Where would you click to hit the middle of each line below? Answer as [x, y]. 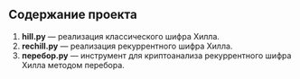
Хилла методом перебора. [73, 65]
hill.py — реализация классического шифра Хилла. [121, 36]
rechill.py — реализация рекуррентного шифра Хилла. [127, 46]
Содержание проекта [73, 15]
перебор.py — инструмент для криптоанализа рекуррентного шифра [156, 55]
